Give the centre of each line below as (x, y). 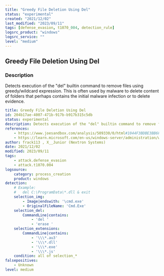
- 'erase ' (42, 224)
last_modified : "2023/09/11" (35, 23)
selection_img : (29, 197)
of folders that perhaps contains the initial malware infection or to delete (78, 96)
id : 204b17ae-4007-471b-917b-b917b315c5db (49, 115)
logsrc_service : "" (25, 37)
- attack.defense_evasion (40, 161)
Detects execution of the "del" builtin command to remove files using (74, 86)
